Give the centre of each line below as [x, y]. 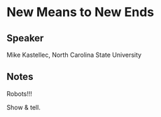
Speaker [25, 38]
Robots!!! [20, 94]
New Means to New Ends [80, 12]
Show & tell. [24, 107]
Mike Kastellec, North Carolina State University [74, 55]
